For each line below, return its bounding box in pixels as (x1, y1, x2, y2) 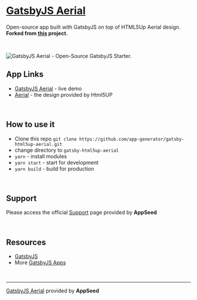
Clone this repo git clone (14, 135, 77, 142)
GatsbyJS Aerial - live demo (14, 85, 82, 92)
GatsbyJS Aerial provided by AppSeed (6, 287, 100, 294)
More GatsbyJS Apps (14, 259, 66, 266)
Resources (6, 237, 46, 247)
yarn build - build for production (14, 165, 94, 172)
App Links (6, 69, 44, 80)
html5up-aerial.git (14, 141, 63, 147)
